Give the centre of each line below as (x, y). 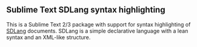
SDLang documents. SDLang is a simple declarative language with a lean (97, 31)
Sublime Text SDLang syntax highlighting (86, 10)
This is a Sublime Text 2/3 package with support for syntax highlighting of (98, 24)
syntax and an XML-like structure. (48, 37)
